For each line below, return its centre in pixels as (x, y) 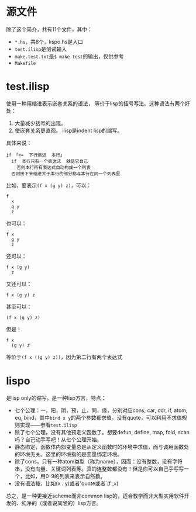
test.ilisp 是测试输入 (41, 49)
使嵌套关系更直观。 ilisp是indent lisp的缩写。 (68, 130)
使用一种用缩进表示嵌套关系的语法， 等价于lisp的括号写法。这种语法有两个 (96, 103)
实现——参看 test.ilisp (48, 425)
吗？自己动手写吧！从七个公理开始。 (58, 440)
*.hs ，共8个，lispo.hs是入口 (49, 41)
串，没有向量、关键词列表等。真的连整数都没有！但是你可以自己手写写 (99, 469)
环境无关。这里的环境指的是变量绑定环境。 (71, 454)
